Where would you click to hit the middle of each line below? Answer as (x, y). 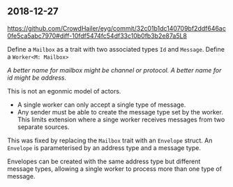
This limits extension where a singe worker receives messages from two (121, 119)
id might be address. (37, 77)
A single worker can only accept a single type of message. (102, 105)
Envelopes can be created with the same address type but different (104, 161)
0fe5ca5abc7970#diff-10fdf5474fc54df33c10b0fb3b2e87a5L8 (97, 36)
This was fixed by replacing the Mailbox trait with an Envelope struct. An (110, 140)
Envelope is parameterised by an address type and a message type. (104, 148)
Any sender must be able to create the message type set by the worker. (120, 112)
